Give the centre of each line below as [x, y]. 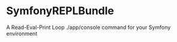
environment [22, 33]
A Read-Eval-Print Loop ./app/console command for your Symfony [88, 27]
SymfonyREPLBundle [60, 11]
